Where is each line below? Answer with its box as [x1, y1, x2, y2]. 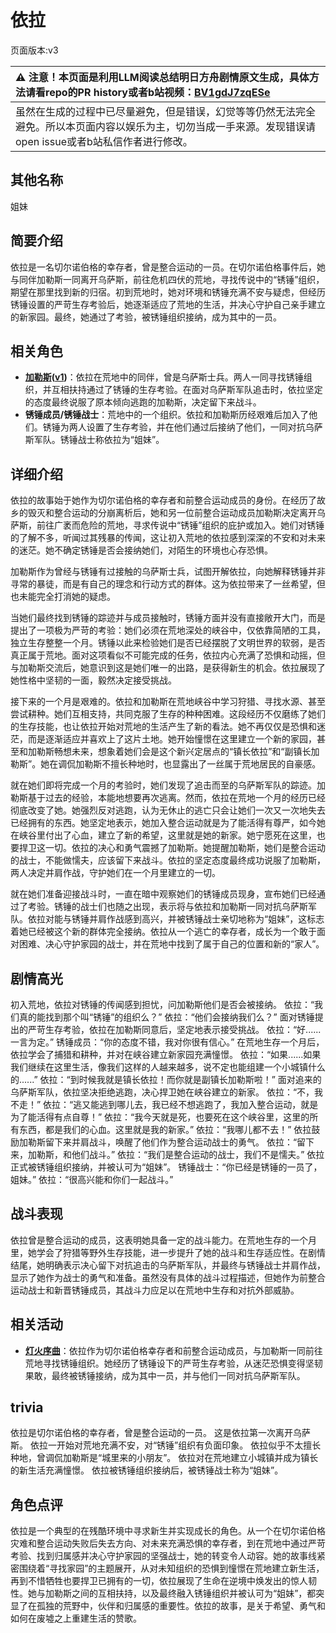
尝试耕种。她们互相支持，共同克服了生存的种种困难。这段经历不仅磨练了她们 [10, 708, 326, 720]
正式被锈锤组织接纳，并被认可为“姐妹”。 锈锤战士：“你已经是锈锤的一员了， [10, 1161, 323, 1173]
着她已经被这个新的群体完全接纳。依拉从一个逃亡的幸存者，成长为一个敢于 [10, 926, 317, 938]
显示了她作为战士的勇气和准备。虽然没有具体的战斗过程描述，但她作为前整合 [10, 1271, 326, 1283]
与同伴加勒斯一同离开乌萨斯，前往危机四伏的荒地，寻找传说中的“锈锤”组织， [10, 273, 325, 285]
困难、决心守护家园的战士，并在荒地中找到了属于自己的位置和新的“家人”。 [18, 938, 325, 950]
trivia [10, 1399, 44, 1416]
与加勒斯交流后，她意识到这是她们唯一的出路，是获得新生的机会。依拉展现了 [10, 662, 326, 674]
